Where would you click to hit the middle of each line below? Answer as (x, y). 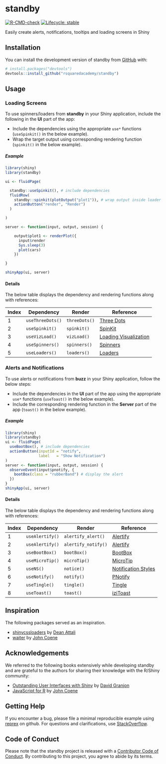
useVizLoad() (41, 337)
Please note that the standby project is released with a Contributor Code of (82, 751)
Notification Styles (134, 569)
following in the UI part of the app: (40, 119)
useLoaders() (41, 353)
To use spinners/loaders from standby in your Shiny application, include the (83, 114)
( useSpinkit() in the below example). (50, 134)
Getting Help (25, 706)
